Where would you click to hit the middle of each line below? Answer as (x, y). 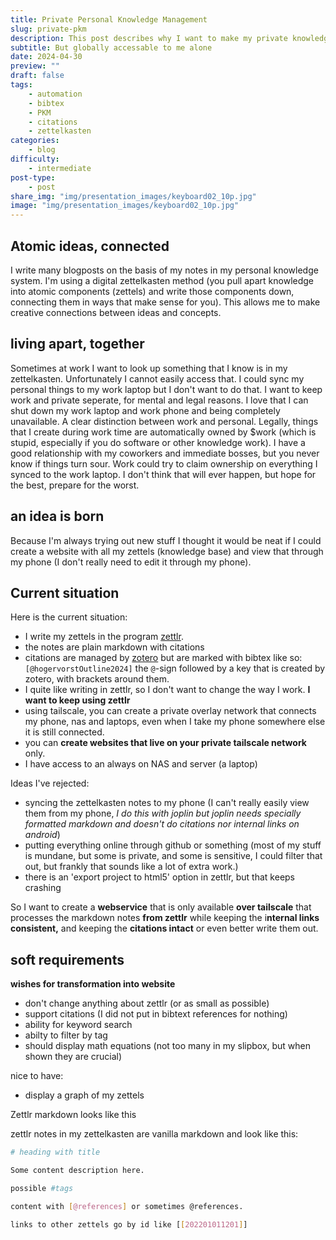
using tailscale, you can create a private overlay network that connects (170, 711)
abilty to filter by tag (66, 1035)
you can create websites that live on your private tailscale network (165, 743)
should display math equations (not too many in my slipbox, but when (168, 1046)
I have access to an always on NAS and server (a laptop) (141, 764)
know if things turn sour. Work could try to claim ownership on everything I (164, 463)
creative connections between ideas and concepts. (116, 312)
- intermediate (60, 168)
